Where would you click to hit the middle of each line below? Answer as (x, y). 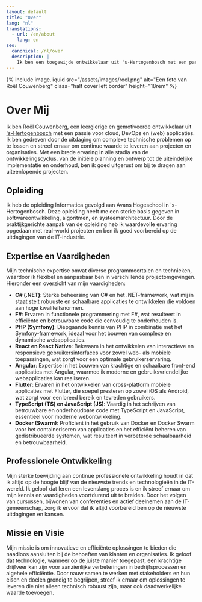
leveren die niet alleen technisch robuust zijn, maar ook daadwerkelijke (94, 586)
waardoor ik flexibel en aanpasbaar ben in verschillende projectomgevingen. (101, 277)
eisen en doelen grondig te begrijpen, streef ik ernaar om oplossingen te (96, 580)
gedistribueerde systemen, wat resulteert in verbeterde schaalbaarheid (103, 436)
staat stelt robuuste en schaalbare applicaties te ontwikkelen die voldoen (105, 301)
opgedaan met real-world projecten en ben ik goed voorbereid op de (91, 231)
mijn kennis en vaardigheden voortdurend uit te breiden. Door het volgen (96, 495)
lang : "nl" (20, 23)
